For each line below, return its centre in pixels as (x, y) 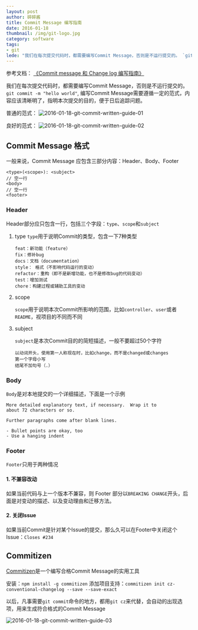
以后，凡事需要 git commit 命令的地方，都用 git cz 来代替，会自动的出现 (92, 601)
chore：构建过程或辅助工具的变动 (50, 286)
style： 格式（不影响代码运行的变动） (56, 267)
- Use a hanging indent (35, 436)
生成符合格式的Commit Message (66, 608)
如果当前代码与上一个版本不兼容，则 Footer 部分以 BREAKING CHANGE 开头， (95, 493)
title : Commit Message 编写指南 (44, 22)
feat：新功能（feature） (42, 249)
